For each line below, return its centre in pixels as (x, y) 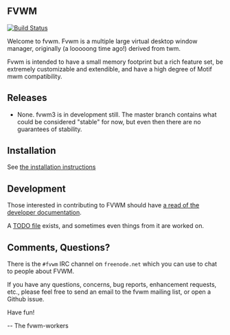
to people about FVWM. (41, 271)
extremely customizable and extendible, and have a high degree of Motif (110, 69)
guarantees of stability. (49, 129)
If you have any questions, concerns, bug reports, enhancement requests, (112, 285)
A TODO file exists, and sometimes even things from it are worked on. (106, 226)
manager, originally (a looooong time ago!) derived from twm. (94, 48)
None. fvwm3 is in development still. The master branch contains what (117, 114)
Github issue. (26, 299)
